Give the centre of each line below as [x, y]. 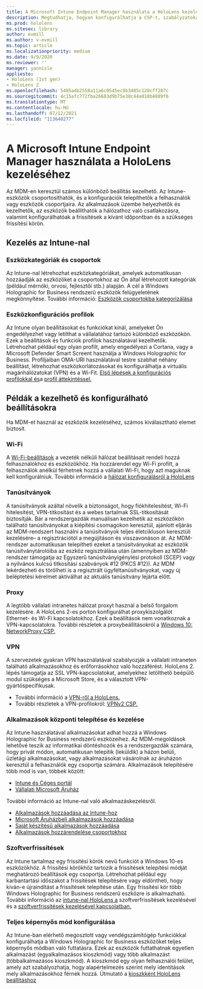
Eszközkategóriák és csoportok [53, 260]
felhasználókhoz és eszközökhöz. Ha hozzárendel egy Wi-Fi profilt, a [92, 464]
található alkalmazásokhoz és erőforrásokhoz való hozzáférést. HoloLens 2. [101, 666]
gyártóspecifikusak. [31, 686]
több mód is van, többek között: [46, 771]
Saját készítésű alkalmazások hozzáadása [67, 826]
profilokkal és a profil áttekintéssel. [49, 379]
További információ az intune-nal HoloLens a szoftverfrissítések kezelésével [101, 899]
